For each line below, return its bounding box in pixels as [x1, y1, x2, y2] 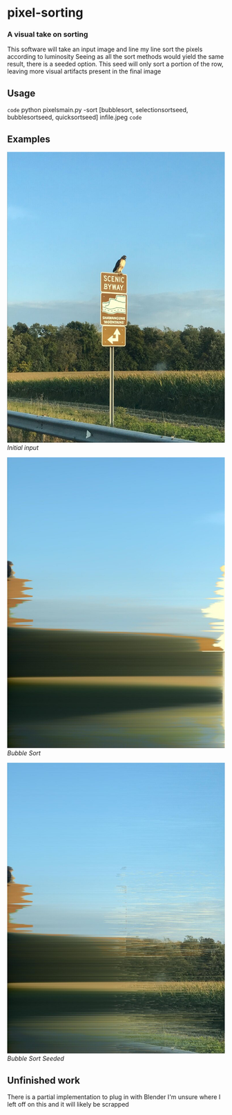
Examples [7, 133, 50, 145]
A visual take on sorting [7, 30, 88, 39]
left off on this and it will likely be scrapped [7, 1100, 129, 1108]
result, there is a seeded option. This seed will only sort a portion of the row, [7, 60, 224, 69]
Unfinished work [7, 1074, 81, 1086]
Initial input [7, 444, 39, 452]
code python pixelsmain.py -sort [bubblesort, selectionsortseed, [7, 106, 188, 114]
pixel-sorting [7, 5, 84, 21]
